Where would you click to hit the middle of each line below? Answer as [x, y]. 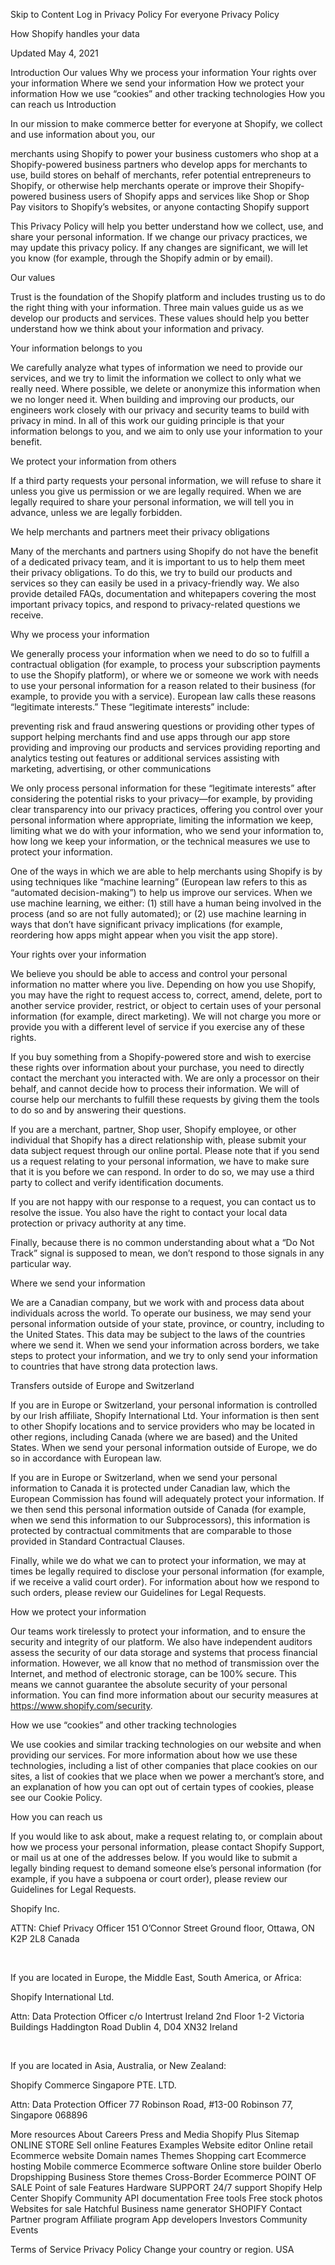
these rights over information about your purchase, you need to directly [157, 1067]
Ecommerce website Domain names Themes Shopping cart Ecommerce [158, 2155]
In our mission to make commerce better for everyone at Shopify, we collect [166, 123]
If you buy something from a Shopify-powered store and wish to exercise [161, 1057]
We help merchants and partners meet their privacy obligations [140, 532]
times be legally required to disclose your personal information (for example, [167, 1571]
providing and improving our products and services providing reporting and [165, 747]
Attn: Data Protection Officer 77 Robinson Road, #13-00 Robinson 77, [152, 2104]
